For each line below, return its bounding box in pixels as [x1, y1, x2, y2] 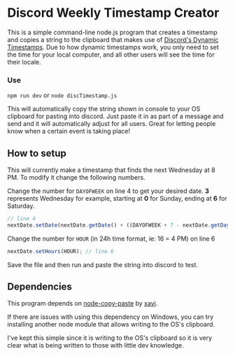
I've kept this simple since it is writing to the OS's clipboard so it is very [7, 334, 213, 342]
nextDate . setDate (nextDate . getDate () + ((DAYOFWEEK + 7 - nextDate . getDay [7, 222, 230, 229]
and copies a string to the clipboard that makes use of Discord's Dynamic [7, 35, 219, 43]
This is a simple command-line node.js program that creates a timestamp [7, 28, 218, 36]
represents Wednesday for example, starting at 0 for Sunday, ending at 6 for [7, 194, 227, 203]
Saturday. [7, 201, 35, 211]
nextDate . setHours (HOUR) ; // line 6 [7, 248, 114, 255]
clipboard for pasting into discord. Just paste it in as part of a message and [7, 112, 224, 120]
